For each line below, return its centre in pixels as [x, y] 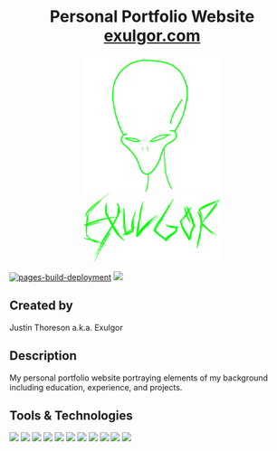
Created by [42, 306]
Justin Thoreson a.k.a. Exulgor [67, 327]
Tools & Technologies [71, 415]
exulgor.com [152, 36]
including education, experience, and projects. [96, 387]
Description [43, 356]
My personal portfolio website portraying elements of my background [139, 378]
